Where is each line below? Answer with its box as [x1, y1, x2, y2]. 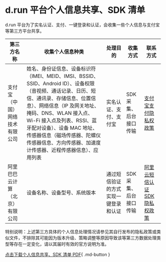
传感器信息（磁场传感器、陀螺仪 [26, 132, 101, 139]
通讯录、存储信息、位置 [36, 95, 91, 102]
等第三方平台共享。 [5, 28, 44, 34]
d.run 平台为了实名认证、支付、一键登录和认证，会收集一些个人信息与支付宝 [5, 22, 160, 28]
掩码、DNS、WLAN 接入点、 [26, 110, 93, 116]
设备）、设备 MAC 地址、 [41, 124, 98, 131]
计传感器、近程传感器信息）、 [26, 147, 94, 153]
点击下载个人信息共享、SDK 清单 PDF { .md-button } [5, 251, 110, 257]
